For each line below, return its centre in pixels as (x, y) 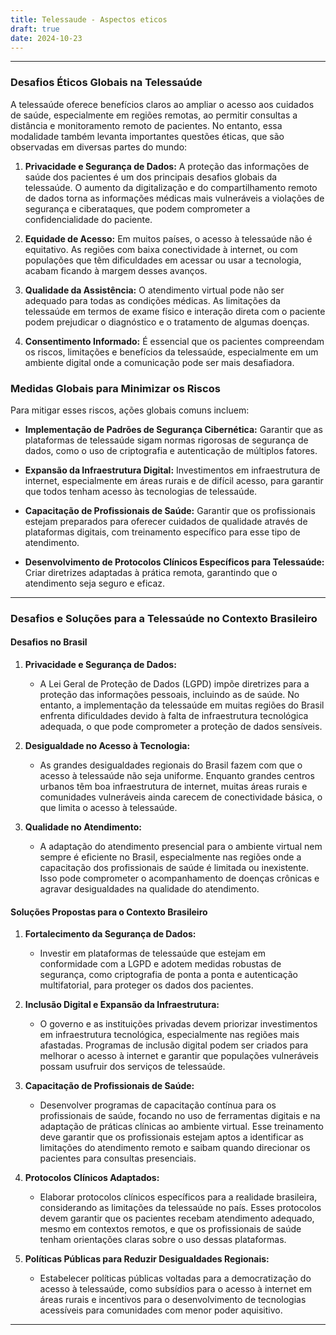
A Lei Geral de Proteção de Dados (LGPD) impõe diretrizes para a (174, 684)
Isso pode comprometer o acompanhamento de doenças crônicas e (179, 878)
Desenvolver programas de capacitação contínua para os (158, 1105)
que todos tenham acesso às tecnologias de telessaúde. (141, 491)
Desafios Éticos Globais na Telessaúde (106, 83)
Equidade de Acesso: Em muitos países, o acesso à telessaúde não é (168, 238)
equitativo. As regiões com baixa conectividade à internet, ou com (161, 249)
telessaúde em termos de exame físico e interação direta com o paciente (175, 311)
